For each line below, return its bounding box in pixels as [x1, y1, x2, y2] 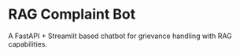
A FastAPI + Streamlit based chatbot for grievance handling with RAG [8, 31, 232, 40]
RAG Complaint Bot [8, 5, 136, 23]
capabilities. [8, 39, 47, 48]
